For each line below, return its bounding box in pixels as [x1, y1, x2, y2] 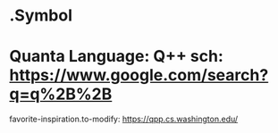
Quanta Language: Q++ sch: [9, 46, 223, 67]
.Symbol [9, 5, 73, 26]
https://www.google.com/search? [9, 65, 269, 86]
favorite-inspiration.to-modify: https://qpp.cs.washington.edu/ [9, 113, 239, 125]
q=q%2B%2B [9, 84, 113, 104]
